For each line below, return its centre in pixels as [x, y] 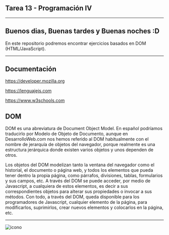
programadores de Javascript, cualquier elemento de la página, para [76, 202]
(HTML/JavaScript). [26, 48]
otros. [11, 155]
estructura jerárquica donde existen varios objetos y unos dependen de [79, 150]
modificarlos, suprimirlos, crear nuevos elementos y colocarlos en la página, [84, 207]
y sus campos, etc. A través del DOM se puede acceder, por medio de [78, 181]
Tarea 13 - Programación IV [49, 8]
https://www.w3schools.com [35, 100]
